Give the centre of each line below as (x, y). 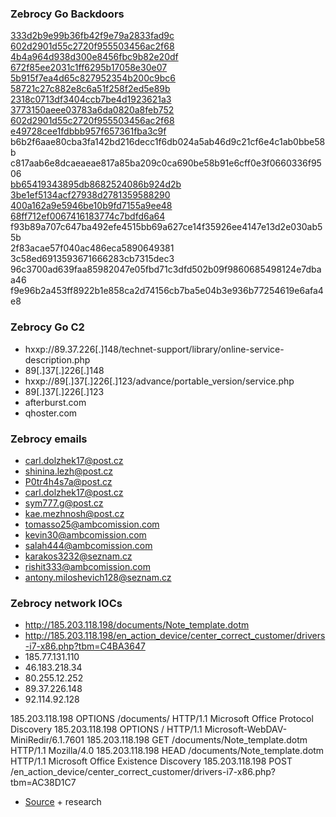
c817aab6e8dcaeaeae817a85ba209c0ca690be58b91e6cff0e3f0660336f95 (166, 163)
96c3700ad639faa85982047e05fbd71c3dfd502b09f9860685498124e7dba (166, 269)
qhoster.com (51, 413)
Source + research (63, 802)
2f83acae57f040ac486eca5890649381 (92, 248)
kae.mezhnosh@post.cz (74, 513)
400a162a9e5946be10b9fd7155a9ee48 (91, 206)
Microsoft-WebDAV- (246, 729)
